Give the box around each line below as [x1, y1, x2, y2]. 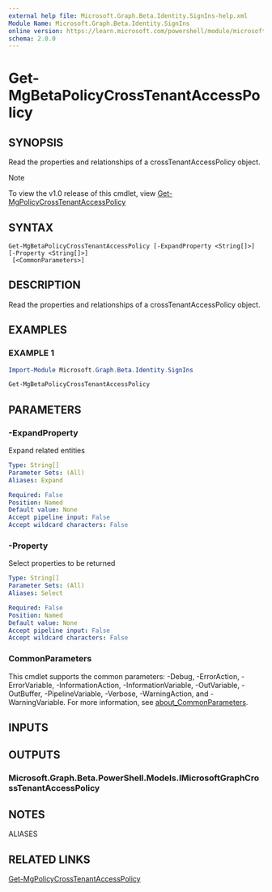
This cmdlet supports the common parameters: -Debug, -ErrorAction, [8, 671, 240, 681]
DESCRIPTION [8, 278, 81, 292]
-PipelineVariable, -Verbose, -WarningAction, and [44, 689, 209, 699]
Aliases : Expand [8, 476, 63, 484]
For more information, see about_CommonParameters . [67, 697, 249, 707]
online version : [8, 27, 63, 35]
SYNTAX [8, 220, 54, 235]
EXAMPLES [8, 323, 67, 337]
